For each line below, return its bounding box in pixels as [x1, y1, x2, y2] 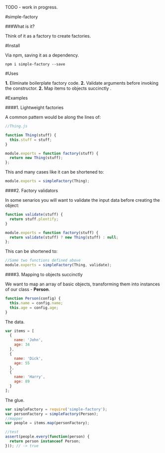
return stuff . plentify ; [9, 217, 58, 222]
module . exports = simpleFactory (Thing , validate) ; [5, 263, 112, 268]
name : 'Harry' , [14, 374, 46, 380]
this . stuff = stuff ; [9, 137, 52, 142]
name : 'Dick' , [14, 356, 43, 361]
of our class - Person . [5, 286, 50, 292]
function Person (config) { [5, 296, 61, 301]
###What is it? [5, 23, 35, 29]
